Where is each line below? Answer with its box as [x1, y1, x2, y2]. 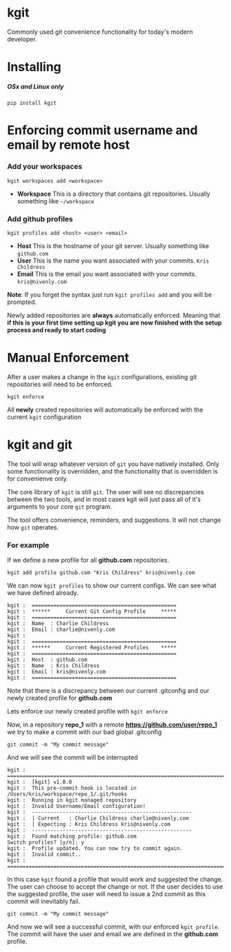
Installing [7, 59, 62, 75]
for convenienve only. [7, 474, 69, 483]
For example [7, 540, 49, 549]
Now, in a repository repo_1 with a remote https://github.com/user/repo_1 [7, 720, 218, 729]
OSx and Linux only [7, 82, 64, 90]
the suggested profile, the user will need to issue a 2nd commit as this [7, 890, 206, 898]
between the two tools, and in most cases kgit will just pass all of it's [7, 495, 201, 503]
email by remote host [7, 137, 130, 153]
